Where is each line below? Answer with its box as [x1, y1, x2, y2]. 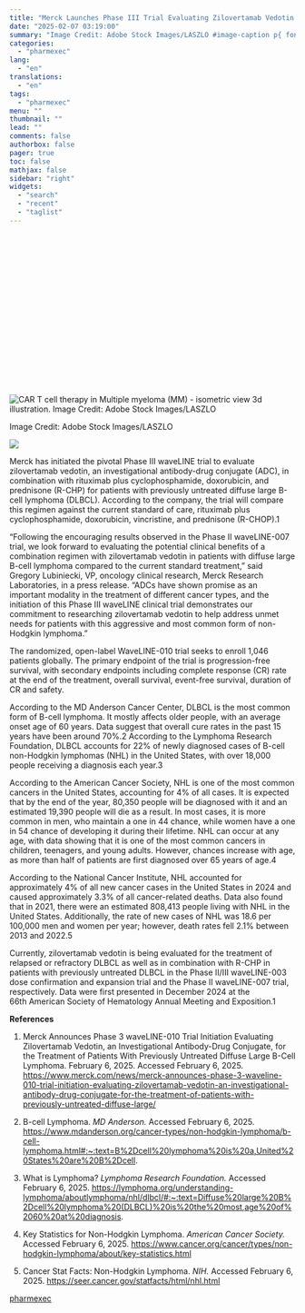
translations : [9, 73, 64, 82]
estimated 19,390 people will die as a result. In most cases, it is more [9, 806, 266, 818]
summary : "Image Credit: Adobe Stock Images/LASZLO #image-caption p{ [9, 30, 282, 39]
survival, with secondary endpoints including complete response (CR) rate [9, 665, 288, 676]
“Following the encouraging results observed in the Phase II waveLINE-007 [9, 532, 290, 542]
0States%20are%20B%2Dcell [22, 1155, 136, 1166]
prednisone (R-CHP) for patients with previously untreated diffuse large [9, 485, 277, 496]
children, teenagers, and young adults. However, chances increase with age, [9, 845, 296, 856]
